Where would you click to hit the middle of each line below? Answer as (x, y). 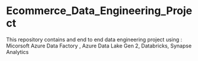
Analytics (17, 52)
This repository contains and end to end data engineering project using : (94, 39)
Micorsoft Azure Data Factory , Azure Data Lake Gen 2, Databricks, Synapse (99, 46)
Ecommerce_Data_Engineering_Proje (99, 11)
